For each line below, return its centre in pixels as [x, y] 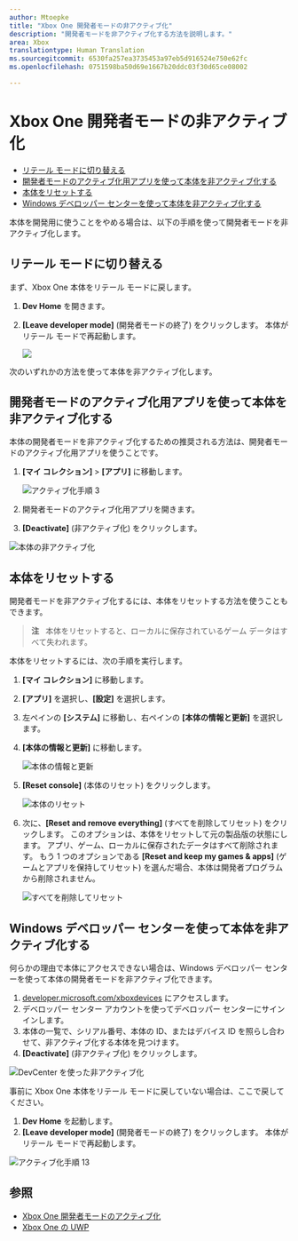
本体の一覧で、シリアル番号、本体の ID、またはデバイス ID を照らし [145, 1031]
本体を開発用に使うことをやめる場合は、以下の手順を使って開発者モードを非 [149, 222]
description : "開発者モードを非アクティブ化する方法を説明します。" [121, 34]
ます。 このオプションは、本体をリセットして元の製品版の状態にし [167, 834]
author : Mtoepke [39, 17]
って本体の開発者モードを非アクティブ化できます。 [125, 979]
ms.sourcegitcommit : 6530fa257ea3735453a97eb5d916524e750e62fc [129, 59]
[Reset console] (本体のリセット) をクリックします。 [118, 785]
